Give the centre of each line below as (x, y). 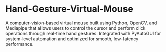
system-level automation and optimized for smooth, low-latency (72, 39)
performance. (19, 44)
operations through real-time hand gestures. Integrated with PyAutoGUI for (83, 33)
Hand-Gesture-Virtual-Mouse (69, 9)
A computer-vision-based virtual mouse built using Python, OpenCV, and (81, 23)
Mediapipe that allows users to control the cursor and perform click (75, 28)
